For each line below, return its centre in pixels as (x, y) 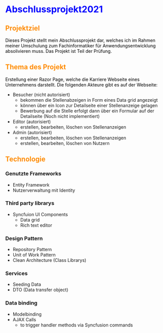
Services (17, 274)
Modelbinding (27, 314)
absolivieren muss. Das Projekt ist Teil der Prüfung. (59, 51)
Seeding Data (27, 284)
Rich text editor (36, 225)
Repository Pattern (32, 250)
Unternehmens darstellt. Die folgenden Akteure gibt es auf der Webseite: (81, 84)
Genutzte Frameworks (34, 174)
